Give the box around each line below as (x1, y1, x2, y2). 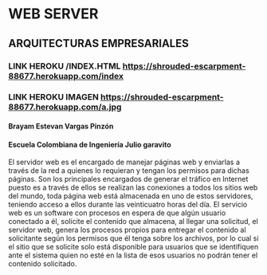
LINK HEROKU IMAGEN (8, 92, 100, 103)
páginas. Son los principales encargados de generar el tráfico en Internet (8, 175, 249, 184)
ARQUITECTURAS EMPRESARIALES (8, 37, 189, 50)
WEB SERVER (8, 5, 99, 23)
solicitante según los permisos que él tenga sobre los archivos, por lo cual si (8, 234, 259, 243)
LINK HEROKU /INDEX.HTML (8, 61, 121, 72)
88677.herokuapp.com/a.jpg (8, 101, 122, 112)
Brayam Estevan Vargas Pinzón (8, 121, 114, 132)
